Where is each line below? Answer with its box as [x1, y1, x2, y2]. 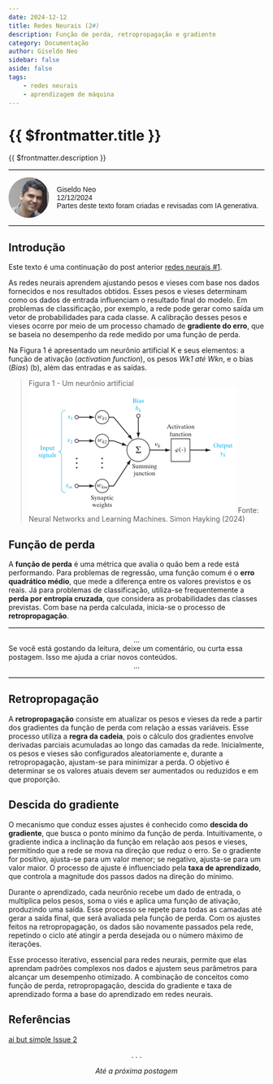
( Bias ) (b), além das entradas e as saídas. [8, 362, 148, 373]
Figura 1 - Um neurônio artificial [28, 379, 134, 388]
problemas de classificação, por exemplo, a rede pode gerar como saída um [8, 304, 264, 314]
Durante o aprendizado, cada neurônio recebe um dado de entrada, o [8, 887, 241, 897]
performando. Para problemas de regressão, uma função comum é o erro [8, 568, 255, 578]
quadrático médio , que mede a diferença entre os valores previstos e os [8, 577, 252, 587]
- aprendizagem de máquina [23, 90, 115, 98]
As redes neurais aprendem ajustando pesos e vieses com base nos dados [8, 278, 260, 288]
